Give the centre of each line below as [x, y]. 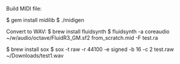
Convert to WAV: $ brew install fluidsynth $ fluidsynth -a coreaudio [88, 31]
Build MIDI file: [24, 9]
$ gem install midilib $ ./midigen [45, 20]
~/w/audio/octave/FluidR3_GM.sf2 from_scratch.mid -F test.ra [82, 38]
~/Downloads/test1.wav [35, 55]
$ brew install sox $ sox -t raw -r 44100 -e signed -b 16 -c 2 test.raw [90, 49]
